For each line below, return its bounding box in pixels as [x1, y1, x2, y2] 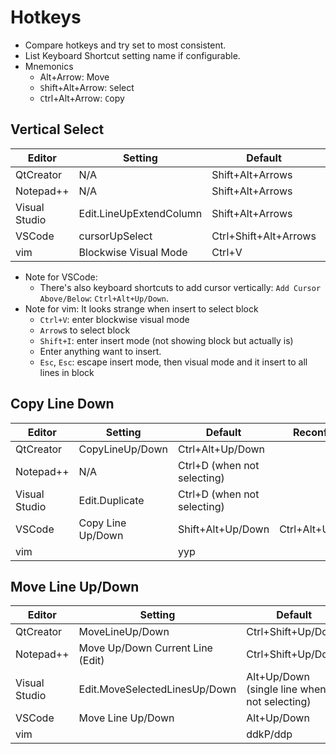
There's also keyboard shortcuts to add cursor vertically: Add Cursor [39, 281, 322, 293]
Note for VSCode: [24, 271, 98, 283]
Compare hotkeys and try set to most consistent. [24, 39, 227, 51]
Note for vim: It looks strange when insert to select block [24, 302, 259, 315]
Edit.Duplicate [78, 493, 145, 507]
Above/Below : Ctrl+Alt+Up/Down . [39, 292, 169, 304]
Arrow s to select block [39, 324, 131, 336]
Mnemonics [24, 60, 74, 72]
